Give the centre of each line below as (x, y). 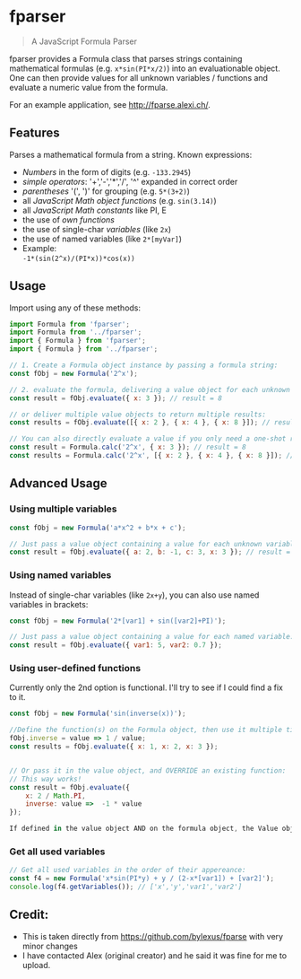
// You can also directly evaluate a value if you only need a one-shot (148, 439)
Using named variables (60, 575)
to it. (17, 697)
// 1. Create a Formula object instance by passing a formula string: (144, 365)
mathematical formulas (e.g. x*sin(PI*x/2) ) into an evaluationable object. (145, 68)
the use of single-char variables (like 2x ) (97, 229)
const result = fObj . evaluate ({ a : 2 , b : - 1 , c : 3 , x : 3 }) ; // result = (150, 552)
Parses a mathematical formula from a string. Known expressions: (131, 154)
